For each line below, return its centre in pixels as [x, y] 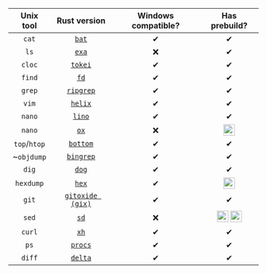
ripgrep [81, 91]
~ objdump [29, 156]
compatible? [156, 25]
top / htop [29, 144]
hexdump [29, 183]
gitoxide [81, 196]
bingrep [81, 157]
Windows [156, 15]
